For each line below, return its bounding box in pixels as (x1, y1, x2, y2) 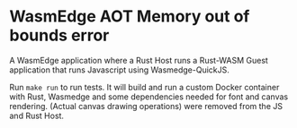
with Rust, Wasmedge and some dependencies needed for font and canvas (9, 91, 289, 102)
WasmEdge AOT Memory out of (9, 6, 250, 27)
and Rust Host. (9, 110, 65, 121)
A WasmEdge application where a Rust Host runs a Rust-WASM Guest (9, 55, 268, 65)
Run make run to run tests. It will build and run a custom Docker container (9, 81, 280, 92)
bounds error (9, 25, 110, 46)
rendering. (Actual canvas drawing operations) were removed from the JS (9, 100, 283, 111)
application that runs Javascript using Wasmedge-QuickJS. (9, 64, 229, 75)
